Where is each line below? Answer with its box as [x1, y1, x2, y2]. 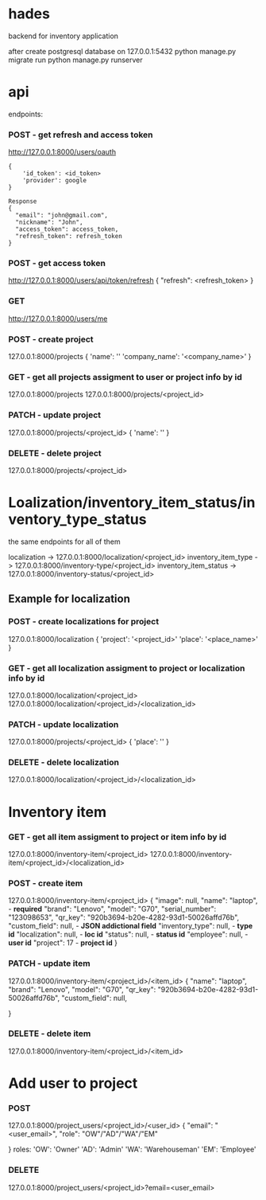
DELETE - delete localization [8, 757, 120, 768]
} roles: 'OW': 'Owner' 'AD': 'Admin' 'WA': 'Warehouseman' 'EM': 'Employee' [8, 1144, 256, 1155]
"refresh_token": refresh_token [15, 233, 123, 240]
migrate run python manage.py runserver [8, 55, 143, 64]
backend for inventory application [8, 31, 119, 41]
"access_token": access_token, [15, 225, 119, 233]
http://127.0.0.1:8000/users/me [8, 314, 108, 323]
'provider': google [22, 177, 87, 185]
